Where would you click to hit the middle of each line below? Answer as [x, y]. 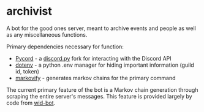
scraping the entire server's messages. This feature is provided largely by [99, 96]
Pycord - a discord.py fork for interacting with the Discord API [93, 58]
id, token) [27, 71]
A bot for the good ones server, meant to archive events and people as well [101, 28]
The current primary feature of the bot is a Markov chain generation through [102, 89]
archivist [29, 11]
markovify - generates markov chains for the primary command [95, 78]
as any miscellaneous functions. [47, 34]
